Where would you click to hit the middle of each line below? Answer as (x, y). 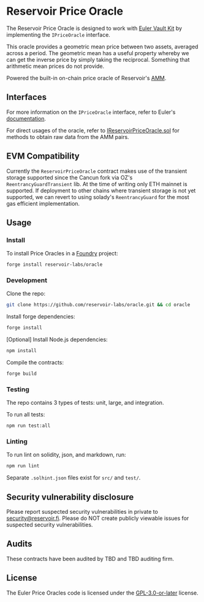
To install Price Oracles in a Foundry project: (62, 254)
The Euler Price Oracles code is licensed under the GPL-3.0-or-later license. (103, 593)
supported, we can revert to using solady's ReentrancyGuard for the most (98, 197)
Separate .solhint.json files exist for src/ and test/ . (74, 478)
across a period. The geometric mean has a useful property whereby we (98, 53)
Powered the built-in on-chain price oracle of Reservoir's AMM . (86, 78)
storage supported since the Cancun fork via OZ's (70, 177)
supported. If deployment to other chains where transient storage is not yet (101, 190)
